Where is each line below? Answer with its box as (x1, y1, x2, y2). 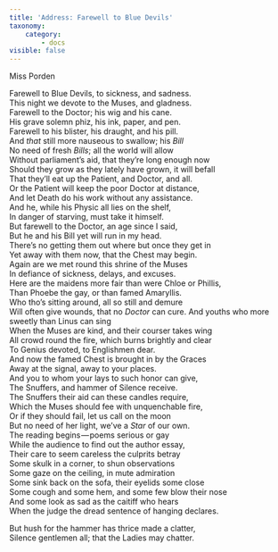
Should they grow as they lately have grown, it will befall (9, 164, 216, 175)
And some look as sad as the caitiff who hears (9, 497, 179, 507)
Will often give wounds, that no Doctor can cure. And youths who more (9, 306, 270, 317)
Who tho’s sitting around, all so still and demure (9, 297, 184, 308)
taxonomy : (9, 21, 46, 30)
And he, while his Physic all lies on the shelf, (9, 202, 172, 213)
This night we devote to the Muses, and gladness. (9, 97, 192, 108)
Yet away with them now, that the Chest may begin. (9, 249, 198, 260)
